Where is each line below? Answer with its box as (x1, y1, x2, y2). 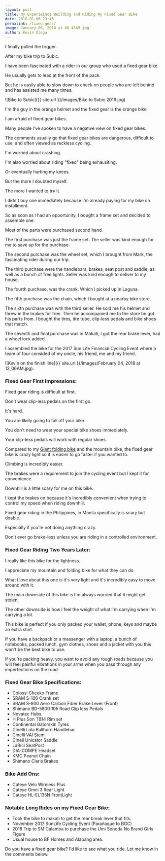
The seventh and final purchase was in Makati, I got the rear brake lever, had (5, 331, 161, 336)
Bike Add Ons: (5, 770, 40, 777)
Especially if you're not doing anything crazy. (5, 525, 97, 531)
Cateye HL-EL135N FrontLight (12, 792, 72, 798)
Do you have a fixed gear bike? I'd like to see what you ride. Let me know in (5, 846, 159, 852)
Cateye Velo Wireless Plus (12, 782, 66, 788)
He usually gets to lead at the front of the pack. (5, 72, 101, 78)
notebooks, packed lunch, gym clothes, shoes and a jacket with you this (5, 641, 152, 647)
